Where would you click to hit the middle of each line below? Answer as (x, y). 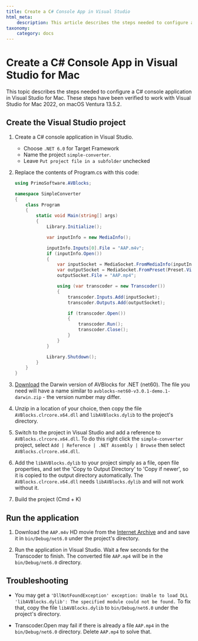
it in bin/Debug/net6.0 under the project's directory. (77, 538)
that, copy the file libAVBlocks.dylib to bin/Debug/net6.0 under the (96, 607)
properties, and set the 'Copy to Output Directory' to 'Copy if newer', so (101, 469)
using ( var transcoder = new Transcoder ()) (111, 286)
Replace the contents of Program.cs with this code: (77, 172)
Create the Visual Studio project (66, 122)
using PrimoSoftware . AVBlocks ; (53, 183)
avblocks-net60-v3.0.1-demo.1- (132, 391)
